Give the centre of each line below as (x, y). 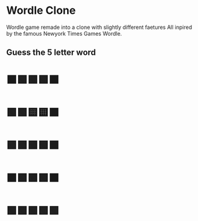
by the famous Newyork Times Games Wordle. (64, 33)
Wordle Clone (41, 11)
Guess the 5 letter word (51, 53)
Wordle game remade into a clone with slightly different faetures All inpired (99, 27)
